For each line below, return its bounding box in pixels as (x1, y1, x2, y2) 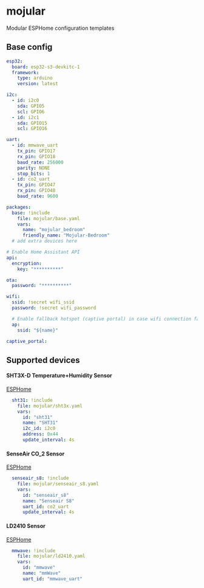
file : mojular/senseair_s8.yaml (17, 481, 99, 487)
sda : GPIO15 (17, 120, 47, 126)
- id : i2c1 (12, 114, 39, 120)
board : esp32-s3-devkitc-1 (12, 64, 80, 70)
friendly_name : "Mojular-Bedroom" (22, 232, 110, 238)
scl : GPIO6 (17, 108, 45, 115)
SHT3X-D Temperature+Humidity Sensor (6, 372, 112, 379)
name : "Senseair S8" (22, 497, 75, 504)
